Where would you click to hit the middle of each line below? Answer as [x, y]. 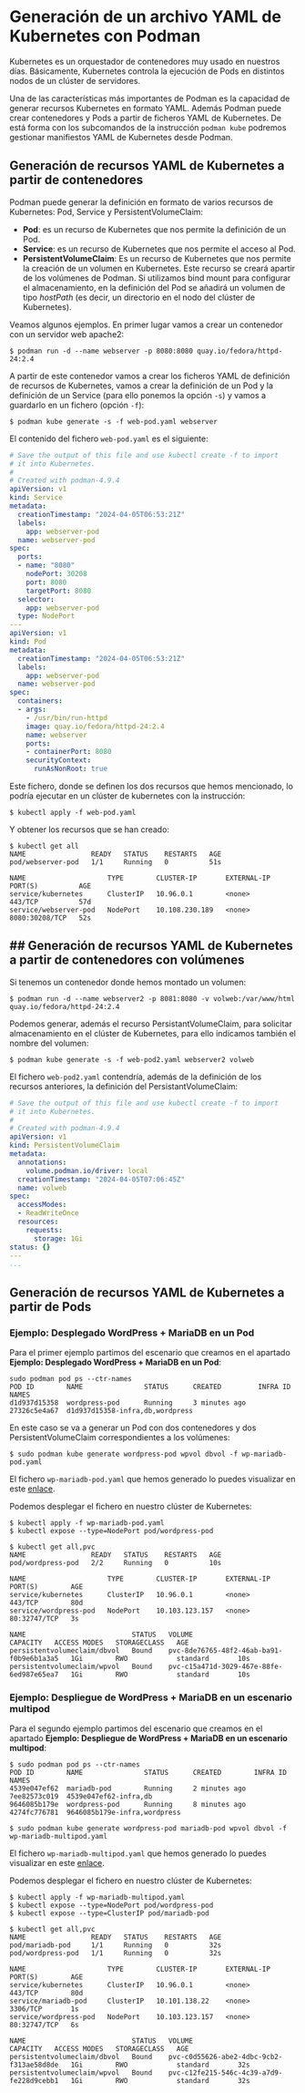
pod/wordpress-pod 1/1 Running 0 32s [116, 1954]
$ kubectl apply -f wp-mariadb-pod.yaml [87, 1523]
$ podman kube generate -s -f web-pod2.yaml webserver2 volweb [132, 1059]
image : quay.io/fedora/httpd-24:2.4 [96, 727]
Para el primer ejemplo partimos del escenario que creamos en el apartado [150, 1352]
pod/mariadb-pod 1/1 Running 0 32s [116, 1945]
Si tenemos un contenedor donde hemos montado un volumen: [128, 982]
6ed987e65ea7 [34, 1675]
